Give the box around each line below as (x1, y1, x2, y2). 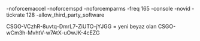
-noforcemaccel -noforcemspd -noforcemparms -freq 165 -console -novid (6, 5, 190, 12)
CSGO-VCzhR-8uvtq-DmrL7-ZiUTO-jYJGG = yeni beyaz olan (6, 23, 157, 30)
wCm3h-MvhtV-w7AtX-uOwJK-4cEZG (6, 29, 100, 36)
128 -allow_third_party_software (26, 11, 105, 18)
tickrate (6, 11, 25, 18)
